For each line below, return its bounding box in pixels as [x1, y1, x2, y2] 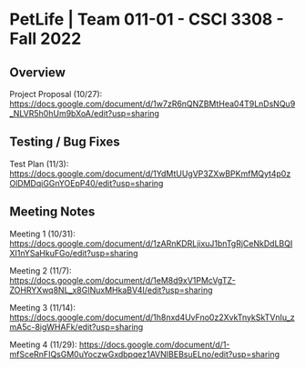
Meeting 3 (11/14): [9, 302, 76, 313]
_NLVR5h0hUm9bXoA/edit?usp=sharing [9, 108, 159, 118]
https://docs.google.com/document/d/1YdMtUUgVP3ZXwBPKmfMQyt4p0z [9, 168, 291, 179]
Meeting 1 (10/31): [9, 228, 76, 239]
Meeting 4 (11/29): [9, 339, 77, 350]
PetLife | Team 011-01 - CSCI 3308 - [9, 9, 284, 30]
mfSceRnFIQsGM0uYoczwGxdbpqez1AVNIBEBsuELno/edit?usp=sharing [9, 348, 280, 359]
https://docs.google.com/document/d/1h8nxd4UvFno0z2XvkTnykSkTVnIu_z [9, 312, 295, 323]
